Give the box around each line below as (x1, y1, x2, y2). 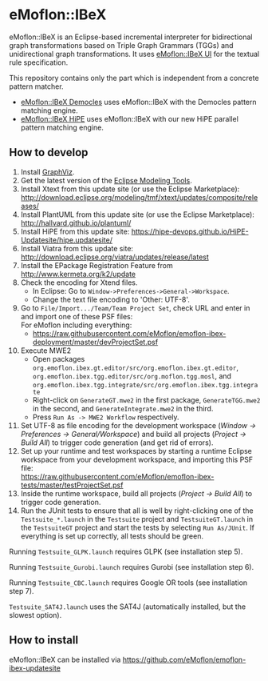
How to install (9, 634, 79, 647)
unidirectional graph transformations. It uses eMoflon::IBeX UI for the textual (9, 49, 260, 58)
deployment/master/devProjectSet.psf (32, 337, 159, 347)
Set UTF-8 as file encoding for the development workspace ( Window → (20, 420, 257, 430)
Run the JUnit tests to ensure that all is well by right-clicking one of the (20, 506, 254, 515)
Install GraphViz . (20, 166, 75, 177)
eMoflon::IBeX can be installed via (9, 655, 121, 664)
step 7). (9, 586, 34, 595)
